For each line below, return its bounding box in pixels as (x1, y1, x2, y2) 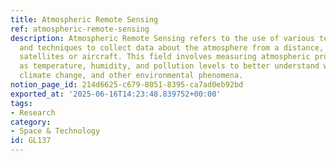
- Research (10, 107, 56, 118)
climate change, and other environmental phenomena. (19, 71, 244, 81)
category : (10, 117, 52, 127)
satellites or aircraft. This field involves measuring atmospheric (19, 52, 311, 62)
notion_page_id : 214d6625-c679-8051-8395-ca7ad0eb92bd (10, 80, 244, 90)
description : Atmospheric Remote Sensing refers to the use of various (10, 33, 315, 43)
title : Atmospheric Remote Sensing (10, 14, 159, 25)
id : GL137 (10, 136, 52, 146)
